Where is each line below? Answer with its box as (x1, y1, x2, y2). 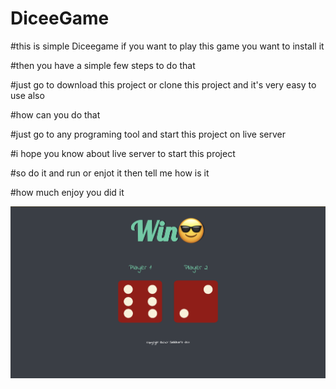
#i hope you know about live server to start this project (10, 147, 236, 159)
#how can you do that (10, 108, 101, 121)
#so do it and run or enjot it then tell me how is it (10, 167, 210, 179)
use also (10, 89, 45, 101)
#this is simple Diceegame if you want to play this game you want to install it (10, 40, 325, 52)
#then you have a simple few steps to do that (10, 59, 196, 71)
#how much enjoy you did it (10, 186, 125, 198)
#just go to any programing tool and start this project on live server (10, 128, 286, 140)
